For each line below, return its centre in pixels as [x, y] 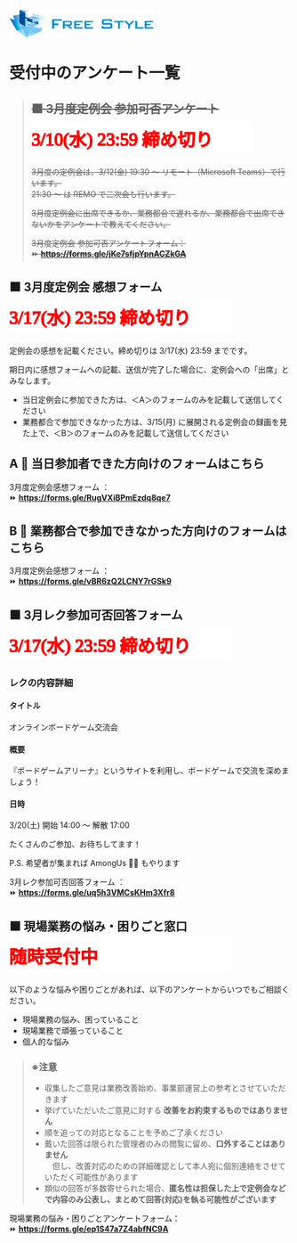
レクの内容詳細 [41, 683]
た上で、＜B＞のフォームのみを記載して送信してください [125, 433]
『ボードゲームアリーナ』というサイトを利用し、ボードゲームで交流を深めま [149, 771]
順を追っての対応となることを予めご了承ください [134, 1133]
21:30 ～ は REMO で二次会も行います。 [103, 194]
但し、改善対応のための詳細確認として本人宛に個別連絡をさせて [169, 1166]
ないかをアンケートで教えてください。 [101, 224]
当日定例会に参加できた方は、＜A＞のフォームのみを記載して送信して [149, 399]
